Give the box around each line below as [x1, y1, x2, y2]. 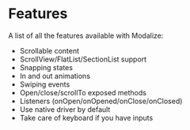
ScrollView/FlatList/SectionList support [19, 54, 147, 64]
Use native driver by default [19, 104, 111, 114]
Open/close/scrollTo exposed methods [19, 87, 146, 97]
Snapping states [19, 62, 74, 72]
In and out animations [19, 71, 91, 80]
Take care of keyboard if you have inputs [19, 113, 154, 122]
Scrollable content [19, 46, 80, 55]
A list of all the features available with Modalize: [8, 31, 164, 40]
